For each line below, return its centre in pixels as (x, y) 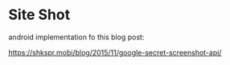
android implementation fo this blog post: (76, 37)
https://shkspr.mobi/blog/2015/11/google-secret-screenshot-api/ (115, 52)
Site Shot (39, 15)
